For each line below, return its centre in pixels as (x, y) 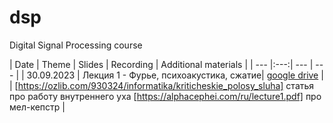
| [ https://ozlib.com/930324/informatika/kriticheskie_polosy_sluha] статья (162, 85)
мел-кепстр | (37, 107)
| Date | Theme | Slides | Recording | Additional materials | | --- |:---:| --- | (161, 64)
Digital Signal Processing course (76, 45)
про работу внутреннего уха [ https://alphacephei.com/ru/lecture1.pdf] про (165, 96)
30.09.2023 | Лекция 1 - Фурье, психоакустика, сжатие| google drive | (175, 75)
